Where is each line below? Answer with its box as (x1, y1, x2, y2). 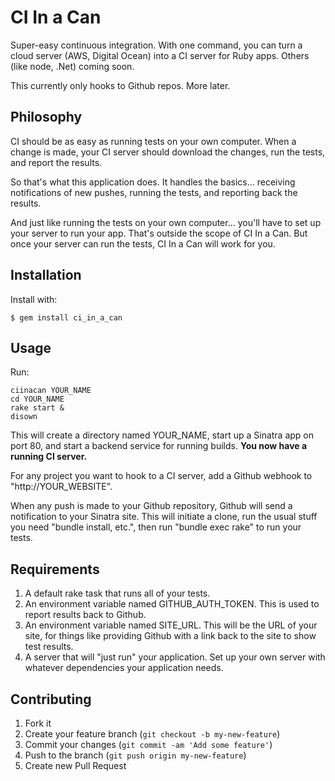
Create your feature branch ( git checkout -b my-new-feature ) (24, 728, 281, 740)
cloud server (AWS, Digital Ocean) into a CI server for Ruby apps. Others (10, 49, 310, 61)
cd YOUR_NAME (10, 394, 65, 405)
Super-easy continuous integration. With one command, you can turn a (10, 39, 303, 51)
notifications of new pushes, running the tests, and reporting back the (10, 186, 298, 198)
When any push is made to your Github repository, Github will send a (10, 500, 293, 512)
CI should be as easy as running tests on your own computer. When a (10, 135, 297, 147)
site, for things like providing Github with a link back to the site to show (24, 630, 317, 642)
